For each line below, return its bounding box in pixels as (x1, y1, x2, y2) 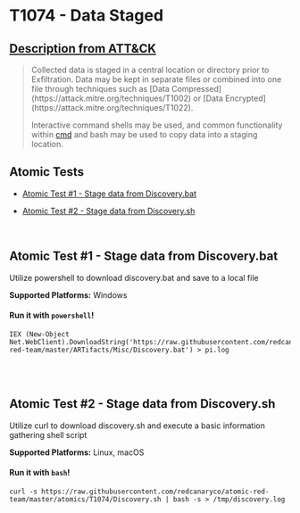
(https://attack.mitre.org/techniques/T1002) (30, 93, 192, 103)
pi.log (204, 345, 229, 354)
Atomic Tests (9, 164, 85, 179)
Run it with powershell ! (9, 310, 95, 321)
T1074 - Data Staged (9, 5, 163, 26)
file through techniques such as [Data (30, 84, 170, 94)
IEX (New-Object (9, 329, 70, 339)
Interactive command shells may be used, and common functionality (30, 120, 283, 130)
